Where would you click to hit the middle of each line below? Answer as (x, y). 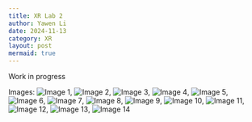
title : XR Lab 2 (36, 16)
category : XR (30, 38)
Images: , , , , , (118, 92)
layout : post (30, 46)
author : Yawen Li (38, 23)
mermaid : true (32, 53)
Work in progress (37, 76)
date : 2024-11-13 (38, 31)
